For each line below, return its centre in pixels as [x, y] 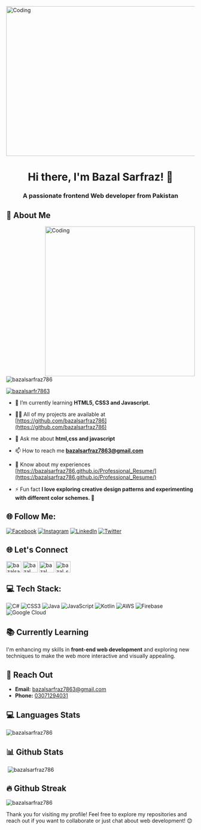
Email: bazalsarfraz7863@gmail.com [60, 689]
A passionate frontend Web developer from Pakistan [100, 196]
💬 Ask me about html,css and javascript [65, 438]
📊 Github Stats [35, 752]
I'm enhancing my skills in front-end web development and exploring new [98, 650]
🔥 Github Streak [36, 788]
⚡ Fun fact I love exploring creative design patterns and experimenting [104, 489]
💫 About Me [28, 215]
